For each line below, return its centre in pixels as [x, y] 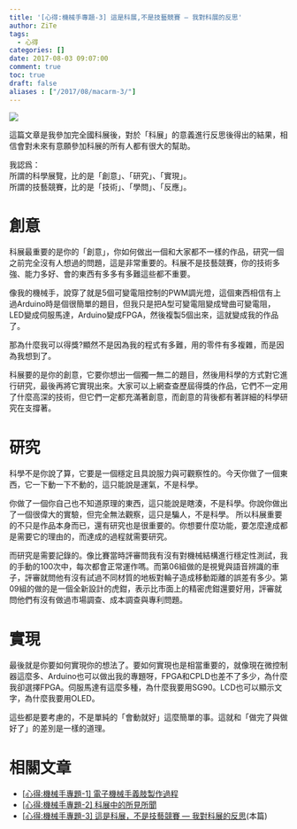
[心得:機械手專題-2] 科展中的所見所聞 [89, 805]
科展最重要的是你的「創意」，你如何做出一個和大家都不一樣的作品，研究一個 [147, 252]
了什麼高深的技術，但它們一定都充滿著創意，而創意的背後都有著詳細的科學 [145, 397]
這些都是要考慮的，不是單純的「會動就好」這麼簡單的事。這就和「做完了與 [145, 717]
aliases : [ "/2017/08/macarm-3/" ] [73, 91]
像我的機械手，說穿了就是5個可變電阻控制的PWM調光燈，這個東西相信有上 [145, 293]
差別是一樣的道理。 [75, 729]
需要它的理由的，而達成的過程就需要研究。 [94, 536]
